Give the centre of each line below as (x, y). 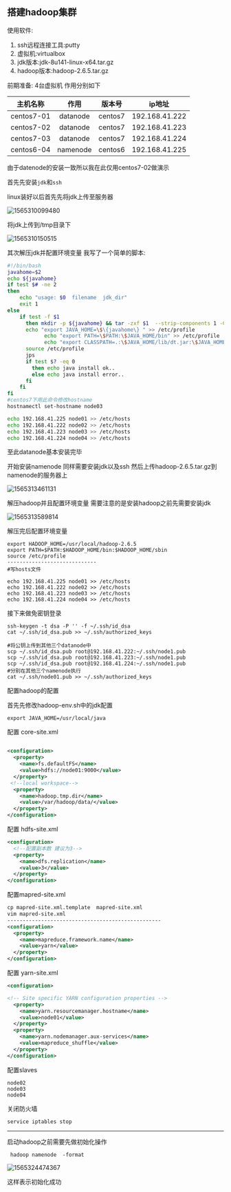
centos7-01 (31, 116)
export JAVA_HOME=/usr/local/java (57, 719)
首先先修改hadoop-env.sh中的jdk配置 (60, 705)
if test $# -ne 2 (32, 285)
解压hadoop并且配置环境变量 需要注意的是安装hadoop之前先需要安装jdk (109, 503)
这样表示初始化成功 (34, 1182)
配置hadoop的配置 (33, 691)
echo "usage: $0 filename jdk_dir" (74, 298)
